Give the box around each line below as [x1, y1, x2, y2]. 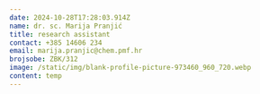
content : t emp [9, 72, 63, 81]
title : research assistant [9, 30, 111, 38]
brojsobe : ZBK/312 [9, 55, 78, 64]
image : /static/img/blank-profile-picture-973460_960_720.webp [9, 64, 252, 73]
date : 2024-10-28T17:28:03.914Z [9, 13, 130, 22]
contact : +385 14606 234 [9, 38, 103, 47]
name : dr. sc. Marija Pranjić [9, 21, 123, 30]
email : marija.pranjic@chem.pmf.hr [9, 47, 143, 56]
